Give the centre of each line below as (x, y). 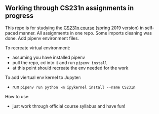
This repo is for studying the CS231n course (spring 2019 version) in (75, 28)
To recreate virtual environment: (38, 48)
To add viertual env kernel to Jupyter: (43, 77)
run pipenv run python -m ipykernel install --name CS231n (74, 87)
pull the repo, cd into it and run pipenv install (60, 62)
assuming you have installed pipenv (49, 57)
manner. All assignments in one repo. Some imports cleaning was (85, 33)
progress (19, 16)
